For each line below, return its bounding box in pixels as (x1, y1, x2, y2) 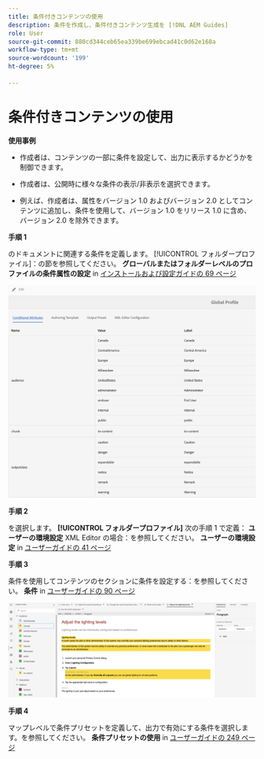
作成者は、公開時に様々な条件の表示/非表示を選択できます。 (19, 179, 214, 188)
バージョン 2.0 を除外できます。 (19, 215, 123, 224)
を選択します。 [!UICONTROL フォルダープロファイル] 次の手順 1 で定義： (8, 524, 247, 533)
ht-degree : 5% (8, 63, 55, 71)
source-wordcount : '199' (8, 54, 90, 62)
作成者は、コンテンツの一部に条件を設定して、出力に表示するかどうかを (19, 152, 254, 161)
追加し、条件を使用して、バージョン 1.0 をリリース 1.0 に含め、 (46, 205, 251, 215)
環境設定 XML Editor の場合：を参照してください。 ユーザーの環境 (35, 533, 249, 542)
